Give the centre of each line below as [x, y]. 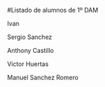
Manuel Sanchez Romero [43, 77]
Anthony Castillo [30, 50]
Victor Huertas [28, 64]
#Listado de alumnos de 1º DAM [53, 10]
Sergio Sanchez [30, 37]
